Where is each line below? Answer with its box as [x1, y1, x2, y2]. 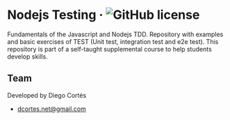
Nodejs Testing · [7, 7, 104, 23]
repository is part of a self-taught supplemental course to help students [7, 45, 212, 53]
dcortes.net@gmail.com [17, 105, 86, 113]
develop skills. [7, 52, 49, 61]
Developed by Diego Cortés [7, 91, 87, 99]
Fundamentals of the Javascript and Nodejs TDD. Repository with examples [7, 30, 224, 38]
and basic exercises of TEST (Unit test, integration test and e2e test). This [7, 37, 219, 45]
